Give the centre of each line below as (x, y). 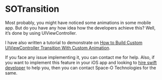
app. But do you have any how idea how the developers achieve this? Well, (80, 27)
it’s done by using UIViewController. (41, 33)
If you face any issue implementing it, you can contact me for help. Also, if (80, 57)
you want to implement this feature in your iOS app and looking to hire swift (81, 62)
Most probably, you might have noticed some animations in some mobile (78, 23)
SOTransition (32, 9)
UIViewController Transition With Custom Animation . (58, 48)
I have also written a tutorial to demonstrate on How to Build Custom (74, 42)
